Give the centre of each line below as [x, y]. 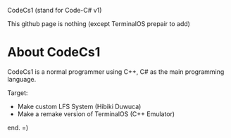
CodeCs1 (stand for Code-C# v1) [55, 10]
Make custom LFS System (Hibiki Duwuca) [79, 106]
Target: [18, 93]
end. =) [18, 127]
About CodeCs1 [54, 52]
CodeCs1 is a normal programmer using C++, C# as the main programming [116, 71]
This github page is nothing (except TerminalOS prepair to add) [99, 24]
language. [22, 79]
